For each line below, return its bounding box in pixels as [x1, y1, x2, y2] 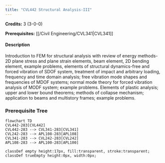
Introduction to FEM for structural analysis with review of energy [5, 53, 137, 58]
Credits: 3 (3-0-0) [5, 21, 43, 27]
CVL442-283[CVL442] [5, 123, 46, 128]
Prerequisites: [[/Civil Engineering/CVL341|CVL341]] [5, 30, 113, 36]
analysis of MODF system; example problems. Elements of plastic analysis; [5, 84, 159, 90]
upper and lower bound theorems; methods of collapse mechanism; [5, 90, 144, 96]
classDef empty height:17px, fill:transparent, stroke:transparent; [5, 149, 150, 154]
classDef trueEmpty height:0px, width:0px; [5, 153, 97, 159]
